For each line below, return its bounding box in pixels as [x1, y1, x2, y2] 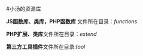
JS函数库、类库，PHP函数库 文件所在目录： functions [6, 18, 138, 25]
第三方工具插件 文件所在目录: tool [6, 43, 86, 50]
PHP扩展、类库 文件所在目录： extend [6, 30, 97, 38]
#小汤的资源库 [6, 5, 41, 12]
